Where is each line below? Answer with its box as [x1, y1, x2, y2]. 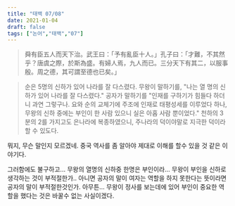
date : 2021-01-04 [7, 17, 58, 24]
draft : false [7, 23, 46, 30]
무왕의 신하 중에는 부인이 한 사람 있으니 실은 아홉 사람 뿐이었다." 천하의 [24, 109, 218, 117]
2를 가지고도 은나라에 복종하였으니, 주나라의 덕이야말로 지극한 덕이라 [37, 117, 227, 127]
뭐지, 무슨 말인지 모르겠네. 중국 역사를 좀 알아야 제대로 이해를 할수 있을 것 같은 [7, 141, 221, 150]
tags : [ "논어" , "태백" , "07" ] [7, 30, 84, 37]
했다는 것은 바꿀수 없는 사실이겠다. [20, 191, 115, 200]
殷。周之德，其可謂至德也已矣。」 [24, 67, 121, 76]
